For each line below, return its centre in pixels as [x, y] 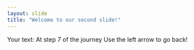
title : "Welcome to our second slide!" [64, 20]
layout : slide [27, 13]
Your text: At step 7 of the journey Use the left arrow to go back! [97, 39]
